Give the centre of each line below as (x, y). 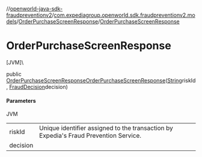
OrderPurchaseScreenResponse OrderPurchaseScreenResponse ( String (94, 80)
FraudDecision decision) (38, 87)
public (14, 74)
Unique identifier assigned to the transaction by (106, 128)
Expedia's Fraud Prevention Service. (90, 136)
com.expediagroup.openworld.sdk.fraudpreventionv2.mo (124, 15)
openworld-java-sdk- (36, 9)
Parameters (21, 100)
